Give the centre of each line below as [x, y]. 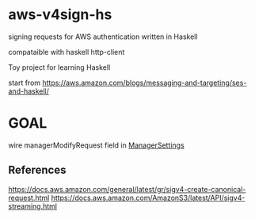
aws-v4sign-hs [60, 15]
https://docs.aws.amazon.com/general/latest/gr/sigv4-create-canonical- [127, 189]
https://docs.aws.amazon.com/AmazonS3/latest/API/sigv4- [148, 198]
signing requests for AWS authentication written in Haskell [103, 36]
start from [25, 83]
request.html [29, 198]
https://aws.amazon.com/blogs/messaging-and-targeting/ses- [145, 83]
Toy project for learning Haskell [59, 67]
